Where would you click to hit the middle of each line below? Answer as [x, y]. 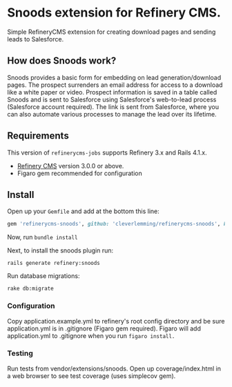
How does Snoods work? [62, 61]
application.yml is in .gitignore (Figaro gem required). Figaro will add [104, 328]
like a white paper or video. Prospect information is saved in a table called [112, 92]
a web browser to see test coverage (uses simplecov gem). [91, 376]
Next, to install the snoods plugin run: [60, 250]
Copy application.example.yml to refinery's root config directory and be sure [116, 321]
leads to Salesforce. [36, 39]
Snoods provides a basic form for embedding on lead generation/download [114, 77]
